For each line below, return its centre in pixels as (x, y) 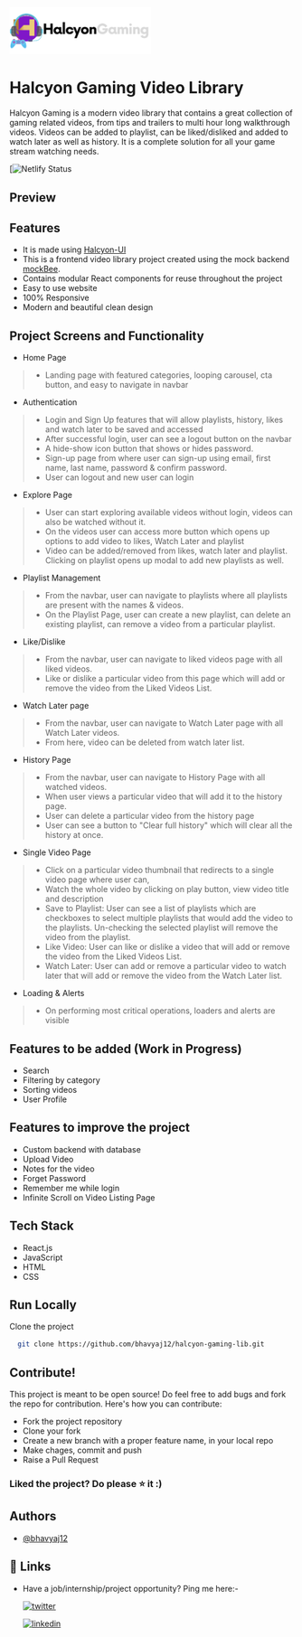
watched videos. (76, 787)
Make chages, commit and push (82, 1450)
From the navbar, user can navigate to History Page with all (155, 777)
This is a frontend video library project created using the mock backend (156, 259)
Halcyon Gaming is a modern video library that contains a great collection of (151, 113)
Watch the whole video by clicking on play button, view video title (167, 889)
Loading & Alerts (53, 993)
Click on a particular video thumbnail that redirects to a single (159, 870)
